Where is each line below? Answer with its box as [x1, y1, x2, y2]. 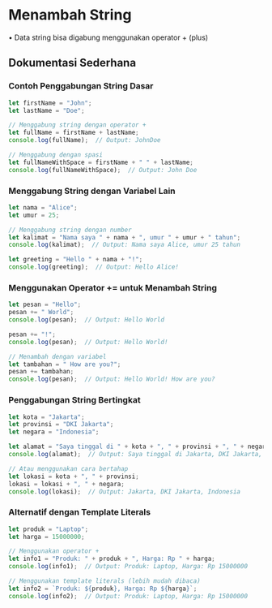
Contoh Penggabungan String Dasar [8, 80, 154, 92]
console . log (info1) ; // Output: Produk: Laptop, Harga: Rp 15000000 [8, 563, 249, 571]
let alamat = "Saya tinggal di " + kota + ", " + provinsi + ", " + [8, 442, 244, 451]
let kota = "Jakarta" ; [8, 412, 85, 421]
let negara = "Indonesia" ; [8, 428, 100, 436]
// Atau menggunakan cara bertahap [8, 464, 129, 472]
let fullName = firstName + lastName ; [8, 128, 139, 137]
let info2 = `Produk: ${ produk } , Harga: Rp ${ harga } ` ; [8, 584, 198, 593]
